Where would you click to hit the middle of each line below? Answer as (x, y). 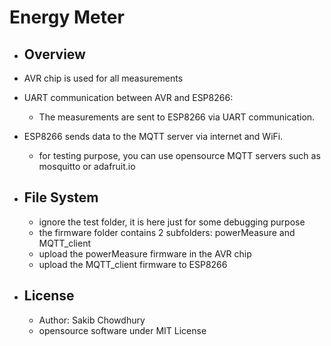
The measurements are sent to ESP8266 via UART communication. (177, 117)
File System (61, 197)
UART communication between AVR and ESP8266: (128, 97)
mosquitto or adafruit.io (87, 166)
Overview (54, 54)
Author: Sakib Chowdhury (92, 320)
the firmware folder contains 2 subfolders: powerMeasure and (167, 232)
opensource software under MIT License (122, 330)
